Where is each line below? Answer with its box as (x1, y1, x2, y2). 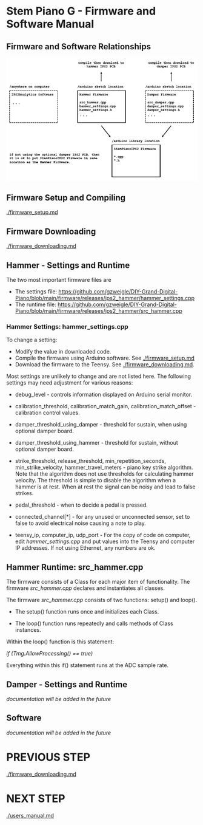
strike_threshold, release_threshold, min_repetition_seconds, (15, 457, 167, 465)
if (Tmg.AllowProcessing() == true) (6, 650, 93, 657)
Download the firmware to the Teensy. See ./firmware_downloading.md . (15, 361, 195, 368)
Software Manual (6, 17, 95, 31)
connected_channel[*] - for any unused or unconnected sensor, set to (15, 513, 190, 521)
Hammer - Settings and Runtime (6, 260, 130, 270)
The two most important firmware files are (6, 276, 112, 284)
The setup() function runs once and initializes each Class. (15, 608, 159, 615)
